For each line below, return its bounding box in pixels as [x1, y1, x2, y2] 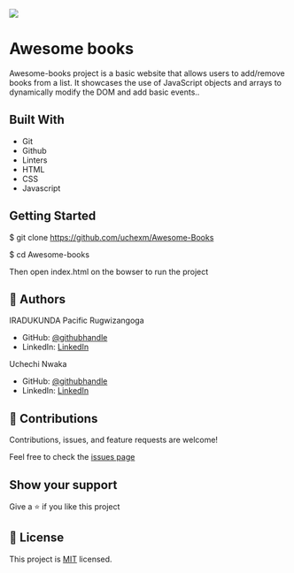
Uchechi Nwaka [9, 359, 67, 370]
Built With [9, 112, 65, 127]
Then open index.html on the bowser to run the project [9, 266, 209, 277]
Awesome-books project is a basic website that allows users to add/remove [9, 67, 285, 79]
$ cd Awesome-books [9, 248, 90, 260]
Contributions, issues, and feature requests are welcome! [9, 434, 219, 446]
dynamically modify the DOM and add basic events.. [9, 87, 200, 97]
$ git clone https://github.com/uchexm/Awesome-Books [9, 232, 214, 242]
